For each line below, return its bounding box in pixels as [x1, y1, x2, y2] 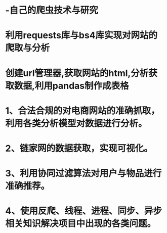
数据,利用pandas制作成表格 [14, 80, 129, 91]
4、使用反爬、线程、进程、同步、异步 [5, 205, 162, 217]
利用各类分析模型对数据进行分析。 [5, 117, 148, 129]
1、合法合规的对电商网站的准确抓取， [5, 105, 160, 116]
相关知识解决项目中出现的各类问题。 [5, 218, 156, 229]
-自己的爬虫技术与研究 [5, 5, 99, 16]
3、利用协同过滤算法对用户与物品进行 [5, 168, 162, 179]
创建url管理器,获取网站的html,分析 [5, 67, 149, 79]
